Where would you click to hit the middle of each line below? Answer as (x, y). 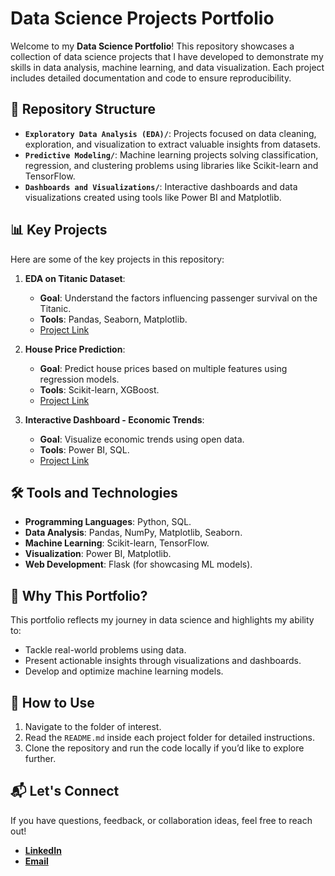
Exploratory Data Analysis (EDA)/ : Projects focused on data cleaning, (170, 133)
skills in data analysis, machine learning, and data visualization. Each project (167, 67)
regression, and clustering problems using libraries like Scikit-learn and (171, 165)
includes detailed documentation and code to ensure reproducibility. (151, 78)
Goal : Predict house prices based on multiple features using (163, 368)
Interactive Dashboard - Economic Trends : (114, 419)
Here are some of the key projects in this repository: (117, 259)
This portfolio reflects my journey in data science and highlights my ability (162, 620)
